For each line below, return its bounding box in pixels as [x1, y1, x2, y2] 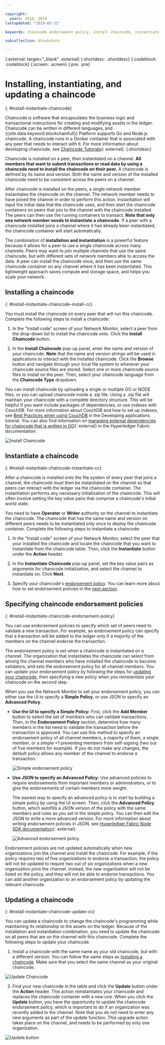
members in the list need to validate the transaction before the [12, 724, 138, 730]
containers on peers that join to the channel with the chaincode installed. [5, 207, 152, 213]
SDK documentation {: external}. [12, 826, 77, 832]
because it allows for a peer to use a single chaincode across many [5, 243, 141, 249]
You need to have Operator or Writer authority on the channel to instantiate [5, 510, 158, 516]
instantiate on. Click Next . [12, 571, 65, 577]
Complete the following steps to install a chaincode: [5, 316, 110, 322]
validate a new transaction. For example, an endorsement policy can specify [5, 628, 160, 634]
